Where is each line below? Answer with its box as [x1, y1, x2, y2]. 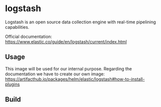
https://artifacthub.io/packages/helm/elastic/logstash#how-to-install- [5, 76, 145, 82]
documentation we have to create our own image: [5, 71, 105, 77]
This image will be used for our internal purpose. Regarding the [5, 66, 132, 71]
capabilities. [5, 24, 29, 30]
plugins [5, 81, 20, 87]
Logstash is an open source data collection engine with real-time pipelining [5, 19, 156, 25]
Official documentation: [5, 34, 52, 39]
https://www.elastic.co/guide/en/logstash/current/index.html [5, 38, 127, 44]
